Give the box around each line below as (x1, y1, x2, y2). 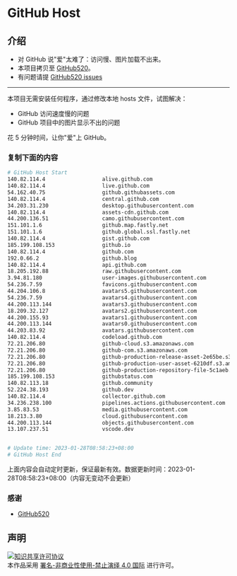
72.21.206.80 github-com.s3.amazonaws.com (7, 347, 188, 354)
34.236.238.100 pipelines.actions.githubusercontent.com (7, 399, 226, 406)
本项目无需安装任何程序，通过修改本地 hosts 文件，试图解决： (7, 94, 188, 103)
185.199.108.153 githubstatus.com (7, 373, 153, 380)
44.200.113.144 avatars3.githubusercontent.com (7, 301, 197, 308)
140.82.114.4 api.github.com (7, 261, 147, 268)
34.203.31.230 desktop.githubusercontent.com (7, 202, 194, 209)
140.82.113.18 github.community (7, 380, 153, 387)
